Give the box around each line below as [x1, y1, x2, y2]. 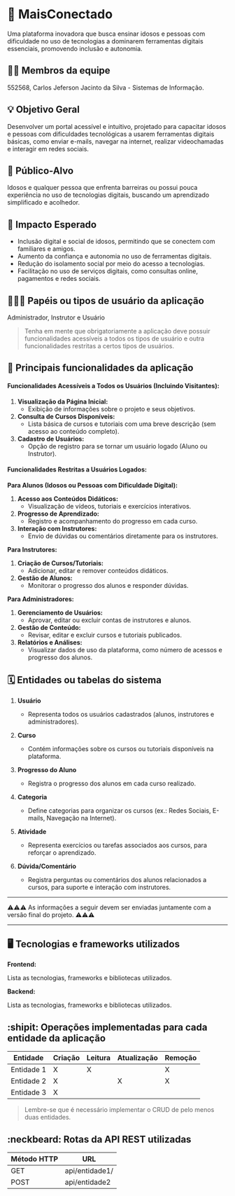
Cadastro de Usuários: [17, 434, 85, 443]
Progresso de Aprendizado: [17, 509, 99, 518]
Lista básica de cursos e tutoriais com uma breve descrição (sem [27, 420, 216, 428]
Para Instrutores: [7, 545, 57, 554]
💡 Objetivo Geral [7, 104, 80, 116]
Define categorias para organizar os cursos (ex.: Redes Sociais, [27, 806, 211, 815]
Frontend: [7, 960, 37, 969]
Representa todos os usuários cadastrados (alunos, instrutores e [27, 710, 215, 718]
